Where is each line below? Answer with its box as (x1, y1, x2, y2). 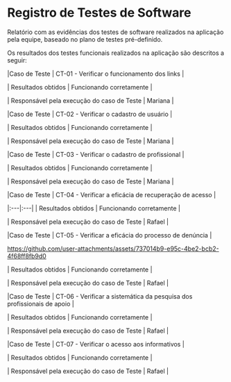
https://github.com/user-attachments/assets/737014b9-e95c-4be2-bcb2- (7, 244, 220, 253)
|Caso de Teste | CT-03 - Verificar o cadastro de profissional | (7, 150, 185, 158)
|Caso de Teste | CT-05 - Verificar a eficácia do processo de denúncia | (7, 231, 212, 239)
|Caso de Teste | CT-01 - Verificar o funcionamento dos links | (7, 69, 185, 78)
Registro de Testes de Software (7, 5, 191, 21)
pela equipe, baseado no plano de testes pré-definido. (7, 35, 163, 43)
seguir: (7, 56, 28, 64)
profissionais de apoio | (7, 299, 74, 308)
